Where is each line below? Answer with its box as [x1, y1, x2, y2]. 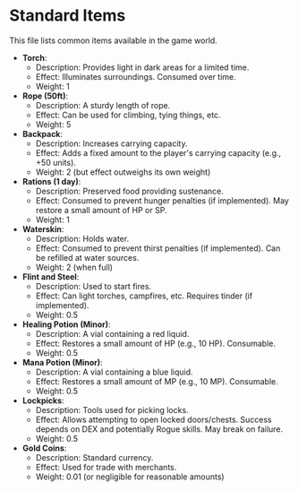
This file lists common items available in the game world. [9, 35, 217, 46]
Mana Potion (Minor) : [21, 357, 103, 367]
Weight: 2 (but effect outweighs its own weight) [35, 167, 211, 177]
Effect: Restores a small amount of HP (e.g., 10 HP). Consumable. [35, 338, 276, 349]
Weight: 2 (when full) [35, 262, 114, 272]
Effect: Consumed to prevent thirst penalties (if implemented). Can [35, 243, 281, 254]
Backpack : [21, 128, 64, 139]
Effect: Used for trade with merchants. [35, 461, 177, 472]
